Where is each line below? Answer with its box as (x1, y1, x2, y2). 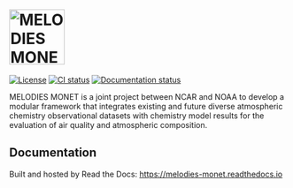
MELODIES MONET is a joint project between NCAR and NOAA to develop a (9, 91, 285, 102)
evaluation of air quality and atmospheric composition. (9, 119, 208, 130)
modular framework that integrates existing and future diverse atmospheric (9, 101, 283, 111)
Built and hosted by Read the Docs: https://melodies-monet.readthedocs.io (9, 169, 283, 179)
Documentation (9, 146, 97, 161)
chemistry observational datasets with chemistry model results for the (9, 110, 265, 121)
